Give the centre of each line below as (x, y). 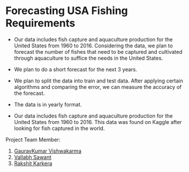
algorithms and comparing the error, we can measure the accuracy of (98, 87)
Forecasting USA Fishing (67, 11)
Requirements (40, 23)
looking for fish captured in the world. (59, 128)
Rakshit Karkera (33, 163)
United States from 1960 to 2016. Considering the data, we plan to (93, 46)
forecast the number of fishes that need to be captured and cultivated (98, 51)
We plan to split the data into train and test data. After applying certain (99, 81)
